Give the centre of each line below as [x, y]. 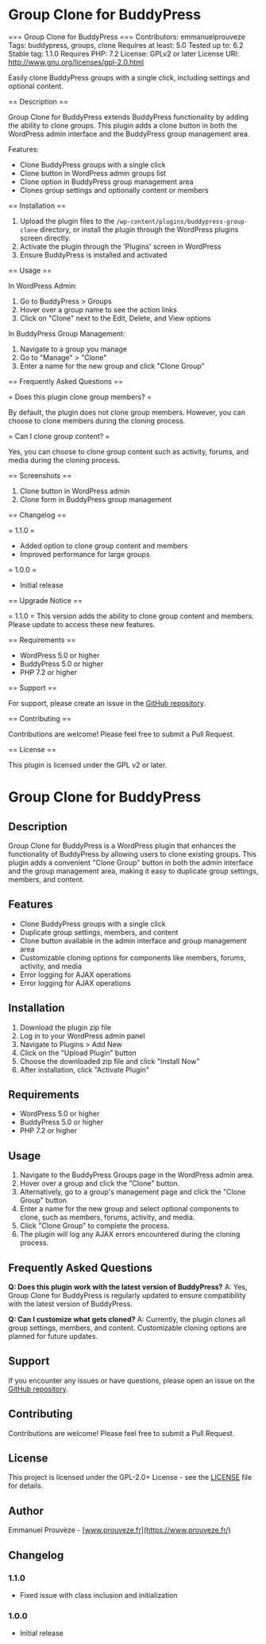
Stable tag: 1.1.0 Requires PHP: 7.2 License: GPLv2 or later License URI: [124, 53]
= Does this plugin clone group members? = [80, 397]
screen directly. [45, 237]
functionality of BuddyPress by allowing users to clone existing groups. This [132, 853]
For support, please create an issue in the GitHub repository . [107, 703]
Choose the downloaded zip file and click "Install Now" [110, 1061]
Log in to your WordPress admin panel [82, 1036]
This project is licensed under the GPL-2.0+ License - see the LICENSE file [130, 1477]
